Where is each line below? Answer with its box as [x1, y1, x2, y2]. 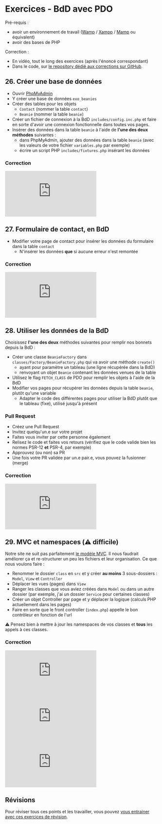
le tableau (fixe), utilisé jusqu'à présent [19, 401, 97, 406]
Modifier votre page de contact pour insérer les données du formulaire [12, 238, 154, 244]
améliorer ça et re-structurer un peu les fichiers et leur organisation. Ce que [5, 556, 157, 562]
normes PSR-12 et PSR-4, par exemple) [12, 444, 91, 450]
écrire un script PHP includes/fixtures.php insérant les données [19, 147, 150, 153]
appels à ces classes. [5, 627, 48, 632]
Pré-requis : [5, 19, 29, 25]
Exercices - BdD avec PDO [5, 3, 113, 15]
